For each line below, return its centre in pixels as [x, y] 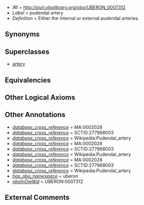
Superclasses [27, 51]
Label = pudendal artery [38, 13]
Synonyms [22, 35]
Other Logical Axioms [40, 97]
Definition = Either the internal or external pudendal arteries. [76, 18]
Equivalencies [28, 80]
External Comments [37, 198]
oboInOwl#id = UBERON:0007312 [47, 181]
